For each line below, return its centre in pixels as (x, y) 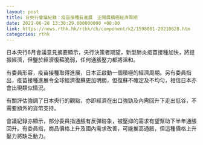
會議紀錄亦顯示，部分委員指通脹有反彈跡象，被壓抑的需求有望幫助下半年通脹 (101, 121)
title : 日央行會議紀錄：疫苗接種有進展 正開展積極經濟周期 (72, 18)
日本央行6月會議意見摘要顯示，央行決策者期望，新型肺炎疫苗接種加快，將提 (101, 53)
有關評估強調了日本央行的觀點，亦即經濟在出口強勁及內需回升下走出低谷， (99, 101)
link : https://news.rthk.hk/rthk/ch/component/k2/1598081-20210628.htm (98, 29)
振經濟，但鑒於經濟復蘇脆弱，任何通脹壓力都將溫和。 (72, 60)
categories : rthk (28, 34)
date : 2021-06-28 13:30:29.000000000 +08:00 (63, 23)
